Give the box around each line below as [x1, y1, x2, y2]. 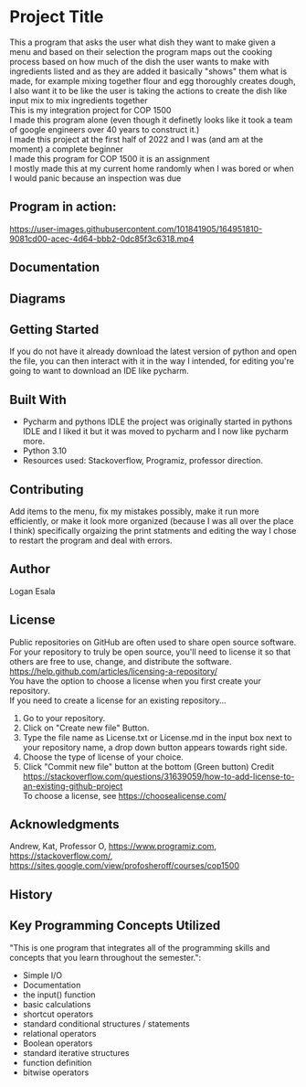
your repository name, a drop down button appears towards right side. [22, 741, 288, 752]
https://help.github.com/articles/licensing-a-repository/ [9, 666, 217, 677]
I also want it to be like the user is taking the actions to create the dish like [9, 85, 288, 96]
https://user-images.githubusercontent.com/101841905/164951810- [9, 223, 263, 234]
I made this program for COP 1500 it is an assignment [9, 153, 210, 164]
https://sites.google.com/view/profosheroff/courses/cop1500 [9, 860, 240, 871]
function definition [22, 1057, 92, 1068]
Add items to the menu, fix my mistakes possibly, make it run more [9, 506, 259, 517]
